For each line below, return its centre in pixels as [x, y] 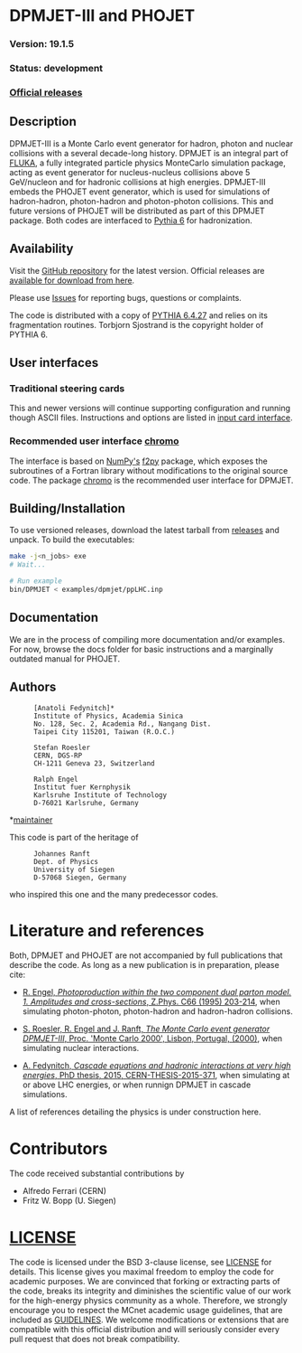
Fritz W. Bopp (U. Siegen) [69, 1201]
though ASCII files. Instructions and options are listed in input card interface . [151, 418]
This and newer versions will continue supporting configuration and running [150, 409]
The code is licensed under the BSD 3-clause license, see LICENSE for [141, 1263]
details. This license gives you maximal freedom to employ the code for [142, 1272]
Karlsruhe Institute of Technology [100, 795]
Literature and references [107, 930]
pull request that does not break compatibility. [95, 1339]
